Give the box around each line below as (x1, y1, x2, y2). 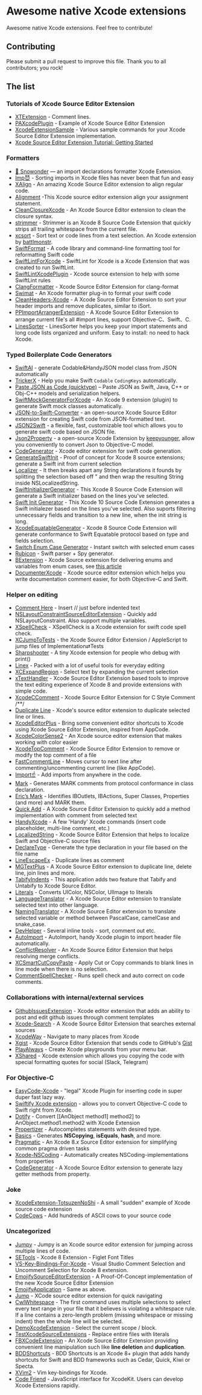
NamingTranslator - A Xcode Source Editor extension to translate (14, 908, 176, 915)
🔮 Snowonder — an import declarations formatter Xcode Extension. (14, 168, 182, 175)
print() (14, 655, 31, 663)
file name (14, 850, 39, 857)
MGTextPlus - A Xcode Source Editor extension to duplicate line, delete (14, 863, 192, 871)
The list (6, 81, 35, 92)
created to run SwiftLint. (14, 263, 75, 271)
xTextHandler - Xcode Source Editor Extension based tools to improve (14, 675, 189, 682)
